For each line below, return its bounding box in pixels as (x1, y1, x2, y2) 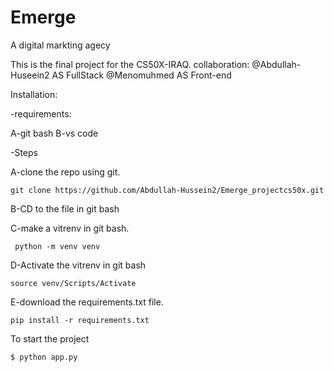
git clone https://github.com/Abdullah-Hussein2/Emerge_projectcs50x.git (10, 185, 325, 195)
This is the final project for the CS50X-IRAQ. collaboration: (10, 58, 250, 70)
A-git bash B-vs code (10, 127, 99, 139)
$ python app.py (10, 352, 78, 362)
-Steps (10, 146, 38, 158)
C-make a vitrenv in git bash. (10, 222, 130, 234)
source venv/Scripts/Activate (10, 278, 137, 288)
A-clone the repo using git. (10, 166, 121, 178)
